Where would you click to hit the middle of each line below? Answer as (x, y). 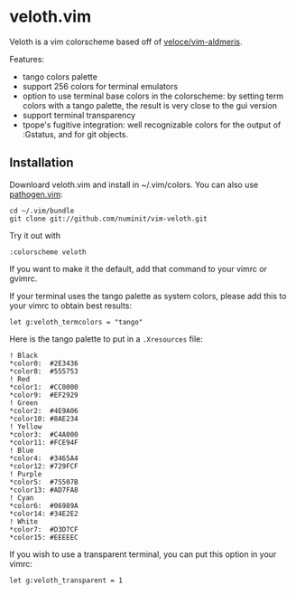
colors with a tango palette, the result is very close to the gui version (150, 105)
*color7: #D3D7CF (44, 529)
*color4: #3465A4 (44, 458)
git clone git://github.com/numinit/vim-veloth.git (108, 219)
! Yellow (26, 427)
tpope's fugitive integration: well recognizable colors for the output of (152, 125)
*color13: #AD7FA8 (44, 490)
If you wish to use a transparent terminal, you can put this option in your (143, 554)
